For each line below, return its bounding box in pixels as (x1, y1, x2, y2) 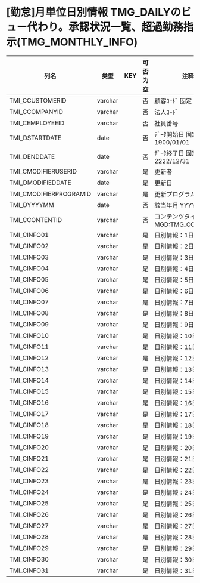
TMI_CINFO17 (9, 409, 49, 418)
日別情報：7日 (154, 298, 195, 306)
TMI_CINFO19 (9, 432, 49, 440)
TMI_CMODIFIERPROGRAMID (9, 189, 91, 198)
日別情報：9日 (154, 320, 195, 329)
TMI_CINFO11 (9, 343, 49, 351)
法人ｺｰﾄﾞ (154, 108, 179, 116)
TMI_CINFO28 (9, 532, 49, 541)
